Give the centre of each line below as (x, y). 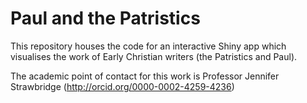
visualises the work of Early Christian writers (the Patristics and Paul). (154, 56)
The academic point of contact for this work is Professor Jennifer (145, 76)
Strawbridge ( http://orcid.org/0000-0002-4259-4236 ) (122, 86)
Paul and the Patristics (105, 18)
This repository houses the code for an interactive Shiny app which (148, 46)
